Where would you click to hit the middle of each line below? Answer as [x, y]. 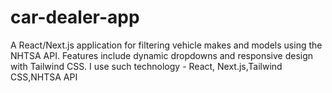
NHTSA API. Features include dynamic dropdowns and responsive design [162, 55]
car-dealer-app [75, 17]
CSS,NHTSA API [44, 77]
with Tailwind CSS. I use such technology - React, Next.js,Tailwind [146, 66]
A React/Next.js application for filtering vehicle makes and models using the [166, 45]
